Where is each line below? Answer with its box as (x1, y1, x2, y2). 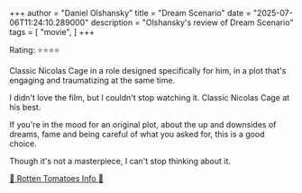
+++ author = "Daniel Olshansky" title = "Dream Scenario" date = (9, 8, 252, 18)
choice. (9, 138, 38, 149)
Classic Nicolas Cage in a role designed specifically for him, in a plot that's (9, 66, 287, 75)
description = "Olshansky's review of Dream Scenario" (90, 17, 294, 28)
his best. (9, 102, 41, 112)
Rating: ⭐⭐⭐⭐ (9, 45, 60, 55)
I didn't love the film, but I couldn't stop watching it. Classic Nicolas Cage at (9, 92, 290, 102)
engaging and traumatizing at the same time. (9, 75, 176, 85)
